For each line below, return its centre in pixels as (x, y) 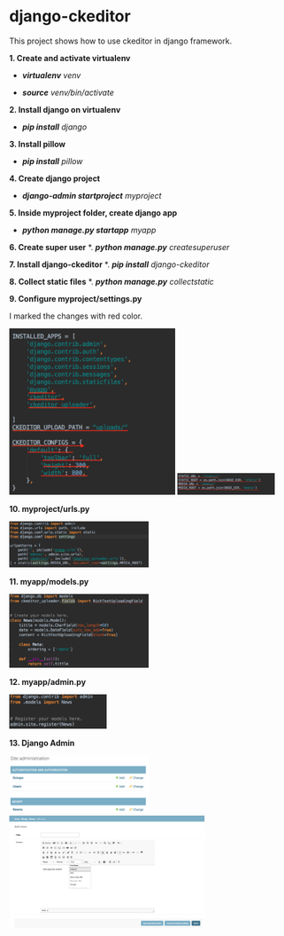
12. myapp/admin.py (48, 682)
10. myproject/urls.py (50, 508)
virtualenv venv (51, 75)
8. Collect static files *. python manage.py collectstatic (111, 281)
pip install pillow (52, 161)
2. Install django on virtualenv (65, 109)
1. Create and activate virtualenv (70, 58)
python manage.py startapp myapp (89, 230)
